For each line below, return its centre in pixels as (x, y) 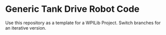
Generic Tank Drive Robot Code (72, 9)
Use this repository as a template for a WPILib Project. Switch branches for (83, 23)
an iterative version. (26, 28)
